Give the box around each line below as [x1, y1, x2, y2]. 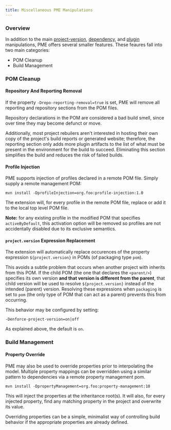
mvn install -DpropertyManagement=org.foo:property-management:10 [5, 383, 150, 389]
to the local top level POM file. [5, 205, 69, 211]
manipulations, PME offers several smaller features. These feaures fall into [5, 42, 163, 48]
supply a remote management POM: [5, 181, 82, 187]
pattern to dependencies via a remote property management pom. [5, 374, 145, 380]
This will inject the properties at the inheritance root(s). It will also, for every [5, 393, 165, 399]
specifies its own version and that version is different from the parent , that [5, 275, 165, 281]
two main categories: [5, 47, 50, 53]
